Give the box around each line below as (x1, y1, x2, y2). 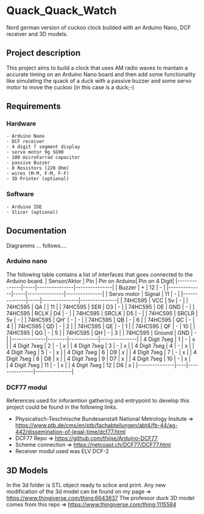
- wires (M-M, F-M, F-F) (6, 171, 69, 177)
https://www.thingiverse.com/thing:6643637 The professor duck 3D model (6, 494, 195, 501)
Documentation (6, 226, 67, 236)
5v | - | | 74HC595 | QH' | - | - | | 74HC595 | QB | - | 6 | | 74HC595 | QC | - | (6, 316, 195, 323)
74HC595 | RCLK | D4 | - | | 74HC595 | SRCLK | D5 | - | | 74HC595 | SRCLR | (6, 309, 198, 317)
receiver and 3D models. (6, 30, 68, 37)
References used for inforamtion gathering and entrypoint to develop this (6, 397, 190, 404)
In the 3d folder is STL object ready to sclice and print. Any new (6, 481, 166, 488)
